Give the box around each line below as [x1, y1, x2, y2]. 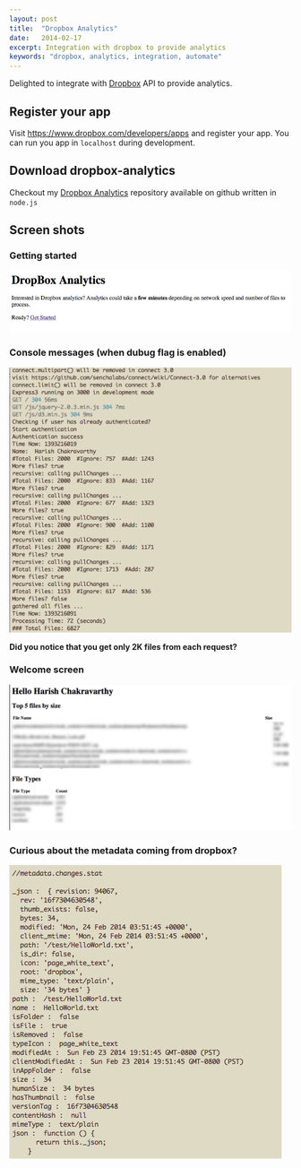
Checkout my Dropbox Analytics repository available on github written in [9, 186, 277, 197]
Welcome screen [9, 663, 85, 676]
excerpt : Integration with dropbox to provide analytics [9, 43, 227, 52]
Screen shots [9, 222, 85, 238]
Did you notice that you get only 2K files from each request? [9, 641, 237, 652]
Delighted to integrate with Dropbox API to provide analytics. [9, 78, 233, 89]
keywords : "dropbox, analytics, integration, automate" [9, 52, 222, 62]
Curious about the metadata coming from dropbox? [9, 844, 237, 856]
